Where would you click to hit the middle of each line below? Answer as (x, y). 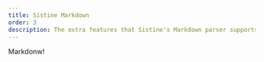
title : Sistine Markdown (49, 15)
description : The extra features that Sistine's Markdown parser (117, 29)
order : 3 (22, 22)
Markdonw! (27, 52)
